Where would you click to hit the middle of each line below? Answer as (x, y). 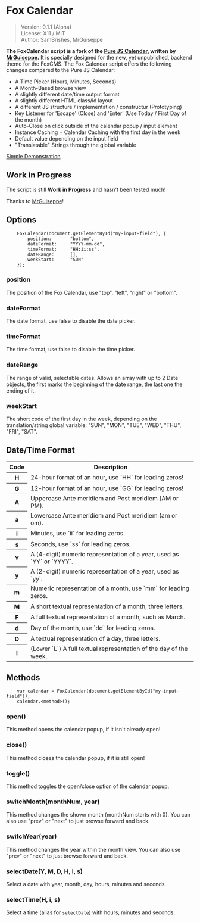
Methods (23, 678)
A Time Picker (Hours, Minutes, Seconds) (65, 82)
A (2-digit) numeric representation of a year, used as (105, 571)
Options (21, 220)
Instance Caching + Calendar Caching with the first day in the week (98, 132)
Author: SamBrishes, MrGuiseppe (62, 39)
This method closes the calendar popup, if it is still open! (76, 758)
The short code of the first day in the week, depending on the (82, 419)
